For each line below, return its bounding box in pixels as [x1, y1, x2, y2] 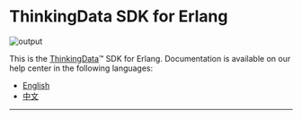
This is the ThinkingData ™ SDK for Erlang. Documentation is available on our [9, 53, 291, 64]
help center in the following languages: [9, 63, 154, 73]
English [22, 80, 50, 90]
